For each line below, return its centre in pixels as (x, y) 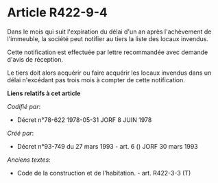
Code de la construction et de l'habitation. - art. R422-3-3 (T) (104, 173)
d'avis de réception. (35, 59)
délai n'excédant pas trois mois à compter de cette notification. (96, 80)
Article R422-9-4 (57, 13)
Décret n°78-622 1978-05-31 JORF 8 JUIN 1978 (84, 120)
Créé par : (21, 133)
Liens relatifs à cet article (44, 93)
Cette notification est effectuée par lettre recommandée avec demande (108, 52)
